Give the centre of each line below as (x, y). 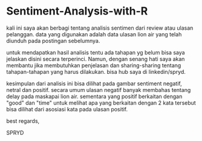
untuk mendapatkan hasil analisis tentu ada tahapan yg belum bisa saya (96, 52)
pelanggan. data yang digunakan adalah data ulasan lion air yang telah (94, 34)
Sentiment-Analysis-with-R (77, 11)
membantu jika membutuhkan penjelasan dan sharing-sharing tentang (94, 65)
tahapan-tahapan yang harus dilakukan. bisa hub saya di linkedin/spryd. (96, 71)
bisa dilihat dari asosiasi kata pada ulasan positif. (67, 109)
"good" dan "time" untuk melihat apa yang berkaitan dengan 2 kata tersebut (101, 103)
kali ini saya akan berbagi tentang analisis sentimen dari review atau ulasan (100, 28)
